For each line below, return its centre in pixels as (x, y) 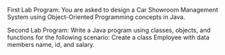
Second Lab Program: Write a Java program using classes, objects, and (109, 30)
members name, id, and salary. (51, 44)
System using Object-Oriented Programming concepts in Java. (96, 17)
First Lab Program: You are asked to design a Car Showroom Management (113, 10)
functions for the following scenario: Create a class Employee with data (108, 37)
